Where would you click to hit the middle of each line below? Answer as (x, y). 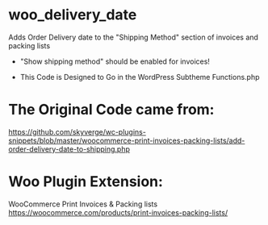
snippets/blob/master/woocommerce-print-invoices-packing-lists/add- (127, 140)
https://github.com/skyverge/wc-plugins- (77, 131)
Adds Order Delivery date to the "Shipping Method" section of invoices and (133, 37)
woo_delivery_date (73, 15)
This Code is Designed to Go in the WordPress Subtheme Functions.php (140, 77)
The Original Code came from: (111, 110)
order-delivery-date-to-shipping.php (69, 149)
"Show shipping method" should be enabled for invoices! (115, 61)
